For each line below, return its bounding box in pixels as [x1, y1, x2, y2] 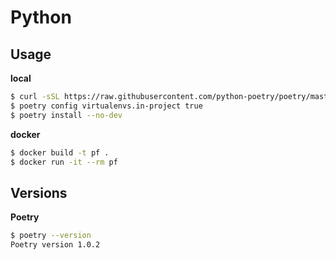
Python [10, 6, 72, 29]
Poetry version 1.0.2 [10, 240, 101, 250]
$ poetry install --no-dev [10, 110, 123, 120]
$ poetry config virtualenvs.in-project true [10, 101, 203, 111]
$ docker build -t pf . [10, 147, 110, 158]
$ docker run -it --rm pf [10, 157, 118, 167]
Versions [10, 184, 68, 201]
